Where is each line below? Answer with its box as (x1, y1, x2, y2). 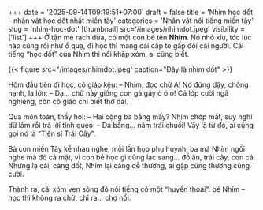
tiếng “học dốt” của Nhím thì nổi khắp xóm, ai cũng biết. (8, 50, 190, 58)
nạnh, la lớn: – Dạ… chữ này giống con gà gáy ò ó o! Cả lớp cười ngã (8, 88, 229, 98)
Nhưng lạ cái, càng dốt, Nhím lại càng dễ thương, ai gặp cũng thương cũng (8, 161, 250, 170)
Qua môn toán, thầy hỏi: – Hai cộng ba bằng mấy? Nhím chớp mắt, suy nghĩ (8, 112, 253, 122)
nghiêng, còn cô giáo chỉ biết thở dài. (8, 97, 128, 106)
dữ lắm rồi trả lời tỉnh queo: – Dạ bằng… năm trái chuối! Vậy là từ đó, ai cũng (8, 121, 254, 129)
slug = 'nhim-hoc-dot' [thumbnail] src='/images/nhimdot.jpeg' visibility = (8, 24, 246, 33)
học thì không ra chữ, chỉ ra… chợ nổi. (8, 193, 131, 202)
